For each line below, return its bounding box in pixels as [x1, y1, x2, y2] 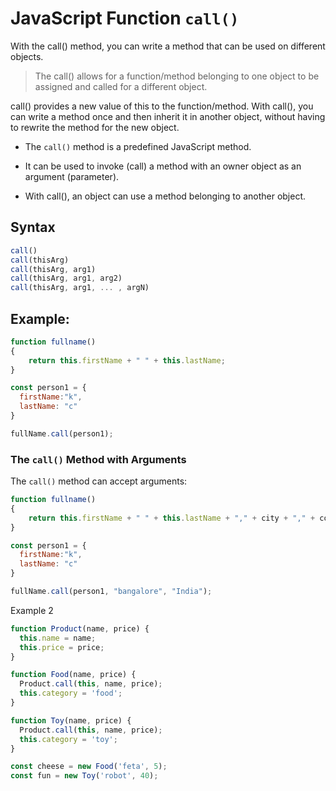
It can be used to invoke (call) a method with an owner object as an [24, 160, 302, 172]
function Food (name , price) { [10, 670, 137, 680]
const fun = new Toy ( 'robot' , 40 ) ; [10, 771, 159, 781]
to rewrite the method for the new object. [10, 121, 180, 133]
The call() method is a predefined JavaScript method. [24, 140, 252, 152]
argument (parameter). [24, 170, 120, 182]
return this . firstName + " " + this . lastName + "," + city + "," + [28, 513, 316, 523]
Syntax [10, 219, 56, 236]
